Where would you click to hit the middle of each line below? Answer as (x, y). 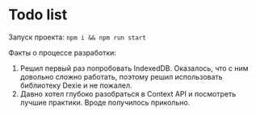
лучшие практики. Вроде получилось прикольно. (105, 102)
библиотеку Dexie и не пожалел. (76, 85)
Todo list (38, 15)
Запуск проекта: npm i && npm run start (78, 37)
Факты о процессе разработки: (63, 52)
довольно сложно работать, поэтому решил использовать (122, 76)
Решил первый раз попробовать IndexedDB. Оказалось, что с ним (134, 68)
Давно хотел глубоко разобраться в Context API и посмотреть (128, 93)
